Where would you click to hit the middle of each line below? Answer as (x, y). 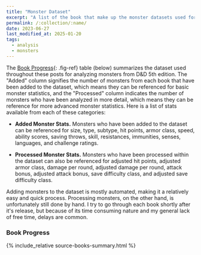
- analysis (25, 45)
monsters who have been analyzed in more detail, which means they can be (100, 99)
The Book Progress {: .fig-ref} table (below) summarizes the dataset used (96, 68)
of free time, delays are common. (47, 217)
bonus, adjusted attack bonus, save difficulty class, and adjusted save (101, 174)
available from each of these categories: (56, 112)
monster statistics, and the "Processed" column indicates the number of (95, 93)
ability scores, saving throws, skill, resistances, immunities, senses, (98, 136)
